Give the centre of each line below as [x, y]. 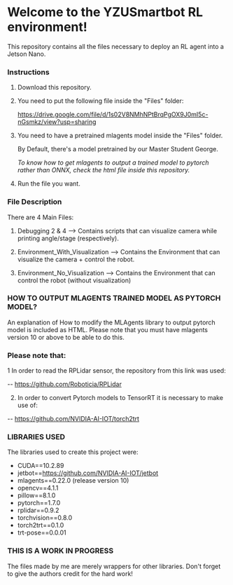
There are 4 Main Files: [41, 217]
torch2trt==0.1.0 [41, 525]
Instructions [29, 72]
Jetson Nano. [27, 54]
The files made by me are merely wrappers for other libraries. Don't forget [114, 566]
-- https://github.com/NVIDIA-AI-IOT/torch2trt [73, 419]
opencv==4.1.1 [38, 488]
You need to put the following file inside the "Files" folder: [100, 101]
